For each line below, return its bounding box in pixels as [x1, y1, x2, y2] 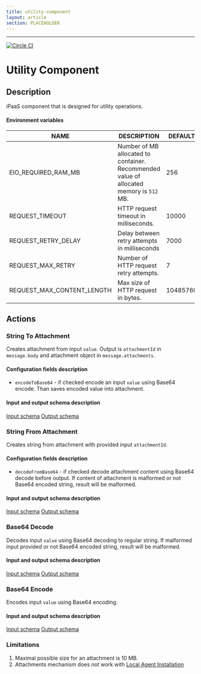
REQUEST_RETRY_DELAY [9, 236, 81, 245]
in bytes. [117, 293, 142, 302]
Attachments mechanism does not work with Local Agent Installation [14, 661, 184, 668]
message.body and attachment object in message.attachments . [6, 352, 156, 359]
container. [117, 157, 147, 165]
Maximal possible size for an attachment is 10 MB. [14, 654, 139, 661]
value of [117, 172, 141, 180]
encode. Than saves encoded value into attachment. [14, 385, 145, 393]
